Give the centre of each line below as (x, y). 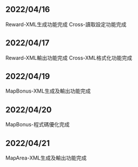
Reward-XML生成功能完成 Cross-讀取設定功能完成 (66, 24)
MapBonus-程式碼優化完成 (38, 125)
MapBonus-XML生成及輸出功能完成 (48, 91)
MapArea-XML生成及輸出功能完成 (46, 158)
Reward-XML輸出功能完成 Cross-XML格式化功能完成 (69, 58)
